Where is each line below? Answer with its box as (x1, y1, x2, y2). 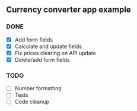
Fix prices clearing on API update (14, 49, 96, 56)
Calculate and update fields (14, 43, 82, 50)
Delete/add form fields (14, 56, 70, 63)
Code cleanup (14, 98, 49, 106)
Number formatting (14, 85, 62, 92)
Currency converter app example (6, 5, 132, 15)
